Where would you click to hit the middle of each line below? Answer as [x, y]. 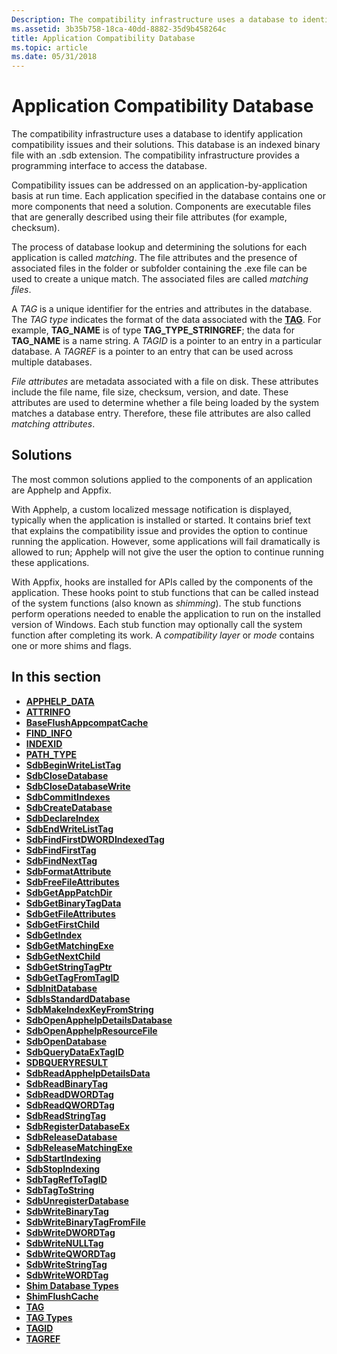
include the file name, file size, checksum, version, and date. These [150, 392]
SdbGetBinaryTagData [73, 903]
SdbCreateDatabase [69, 807]
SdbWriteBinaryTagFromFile [85, 1222]
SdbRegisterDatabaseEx [78, 1126]
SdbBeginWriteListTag [73, 765]
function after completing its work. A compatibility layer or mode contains [163, 635]
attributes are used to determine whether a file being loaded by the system [165, 403]
